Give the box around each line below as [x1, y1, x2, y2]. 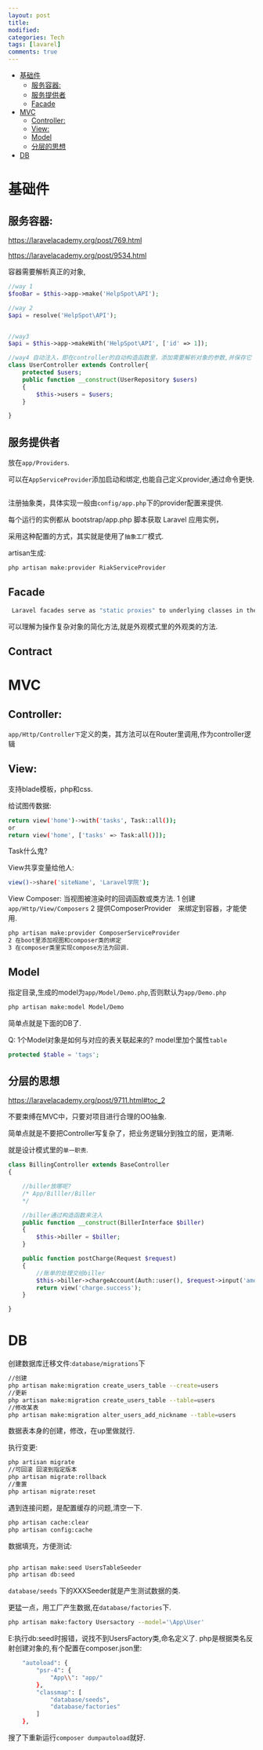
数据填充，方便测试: [8, 1541, 73, 1550]
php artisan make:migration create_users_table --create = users [8, 1382, 219, 1390]
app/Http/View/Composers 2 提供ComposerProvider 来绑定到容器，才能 [8, 904, 240, 913]
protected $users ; [22, 368, 82, 376]
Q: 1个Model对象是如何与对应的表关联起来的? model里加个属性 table [8, 1034, 228, 1045]
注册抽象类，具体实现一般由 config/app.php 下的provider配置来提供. [8, 498, 224, 507]
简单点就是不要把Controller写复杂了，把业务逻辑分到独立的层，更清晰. [8, 1129, 235, 1138]
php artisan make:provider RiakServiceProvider [8, 564, 167, 572]
